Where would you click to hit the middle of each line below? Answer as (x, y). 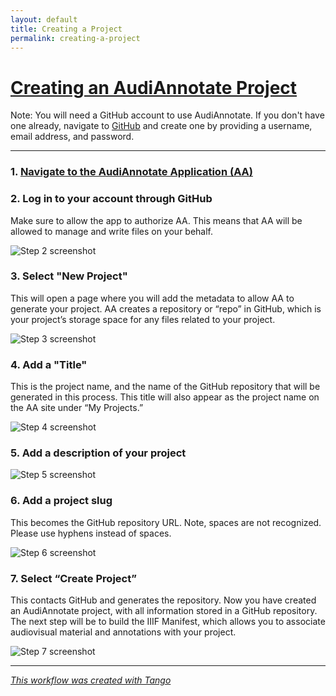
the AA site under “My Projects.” (77, 408)
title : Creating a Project (66, 29)
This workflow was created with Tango (91, 680)
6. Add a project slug (61, 501)
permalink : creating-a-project (75, 38)
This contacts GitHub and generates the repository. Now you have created (163, 600)
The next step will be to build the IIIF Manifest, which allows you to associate (168, 622)
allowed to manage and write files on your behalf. (112, 231)
